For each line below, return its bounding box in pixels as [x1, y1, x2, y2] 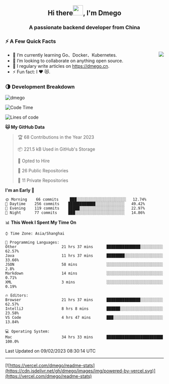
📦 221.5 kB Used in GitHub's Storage [17, 146, 96, 152]
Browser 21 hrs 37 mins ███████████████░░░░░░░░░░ [5, 297, 163, 302]
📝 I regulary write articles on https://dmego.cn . [12, 63, 110, 69]
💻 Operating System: [5, 329, 50, 334]
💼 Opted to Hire [17, 158, 50, 164]
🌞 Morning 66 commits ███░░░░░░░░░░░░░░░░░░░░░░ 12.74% [5, 197, 147, 202]
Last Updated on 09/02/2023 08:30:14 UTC [5, 348, 96, 354]
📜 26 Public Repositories [17, 167, 69, 173]
